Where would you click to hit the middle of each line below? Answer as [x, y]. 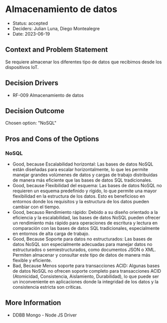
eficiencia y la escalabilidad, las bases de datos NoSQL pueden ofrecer [87, 218]
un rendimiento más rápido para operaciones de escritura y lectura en [85, 223]
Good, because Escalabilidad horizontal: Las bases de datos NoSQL [83, 164]
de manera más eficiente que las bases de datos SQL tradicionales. [82, 180]
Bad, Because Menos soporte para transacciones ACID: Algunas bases [86, 266]
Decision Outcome [35, 111]
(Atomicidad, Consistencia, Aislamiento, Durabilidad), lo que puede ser [86, 276]
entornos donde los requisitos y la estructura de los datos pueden [81, 202]
